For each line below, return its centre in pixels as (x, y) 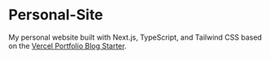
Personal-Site (56, 15)
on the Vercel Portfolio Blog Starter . (67, 45)
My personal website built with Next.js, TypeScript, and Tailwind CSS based (135, 37)
